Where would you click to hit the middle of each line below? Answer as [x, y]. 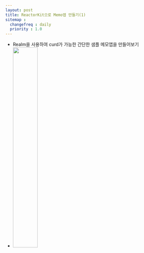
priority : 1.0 [26, 29]
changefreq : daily [31, 24]
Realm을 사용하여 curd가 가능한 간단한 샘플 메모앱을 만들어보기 [76, 45]
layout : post [19, 10]
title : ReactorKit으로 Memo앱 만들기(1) [45, 15]
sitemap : [16, 20]
